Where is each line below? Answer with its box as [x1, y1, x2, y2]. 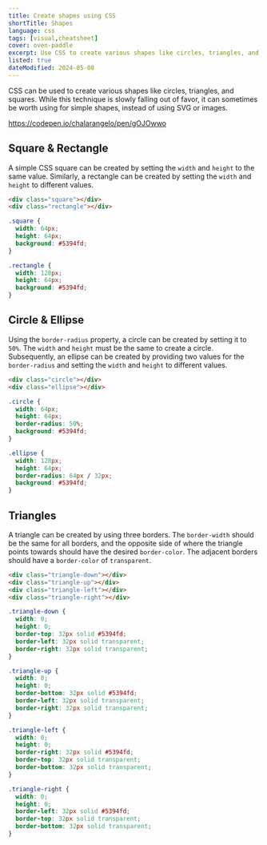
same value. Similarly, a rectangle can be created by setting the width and [8, 171, 252, 181]
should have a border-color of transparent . [8, 555, 152, 565]
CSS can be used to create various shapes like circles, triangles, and [8, 86, 234, 95]
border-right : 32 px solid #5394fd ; [15, 748, 134, 757]
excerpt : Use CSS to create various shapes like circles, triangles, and [8, 49, 260, 57]
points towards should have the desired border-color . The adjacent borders [8, 546, 258, 557]
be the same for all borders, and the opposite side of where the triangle [8, 538, 244, 548]
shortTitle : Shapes [8, 19, 74, 27]
